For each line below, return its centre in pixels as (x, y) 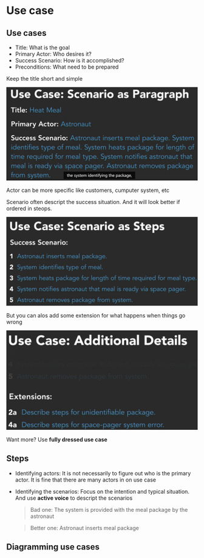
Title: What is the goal (42, 47)
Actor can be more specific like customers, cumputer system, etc (88, 190)
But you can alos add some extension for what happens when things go (96, 316)
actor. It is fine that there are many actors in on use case (86, 480)
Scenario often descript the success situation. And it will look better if (93, 202)
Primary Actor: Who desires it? (53, 54)
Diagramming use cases (53, 547)
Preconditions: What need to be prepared (67, 67)
